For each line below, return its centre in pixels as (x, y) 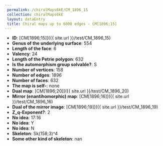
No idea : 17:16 (26, 117)
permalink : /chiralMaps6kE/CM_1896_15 (47, 10)
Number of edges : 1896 (37, 75)
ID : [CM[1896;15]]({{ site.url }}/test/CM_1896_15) (61, 38)
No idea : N (23, 128)
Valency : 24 (25, 54)
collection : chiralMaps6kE (35, 14)
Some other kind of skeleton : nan (47, 139)
